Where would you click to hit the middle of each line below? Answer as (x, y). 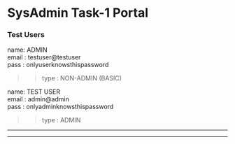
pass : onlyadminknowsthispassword (60, 107)
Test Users (26, 35)
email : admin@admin (38, 99)
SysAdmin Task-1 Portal (78, 13)
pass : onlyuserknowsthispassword (58, 65)
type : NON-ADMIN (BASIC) (82, 78)
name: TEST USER (34, 92)
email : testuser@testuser (44, 57)
